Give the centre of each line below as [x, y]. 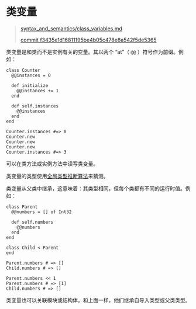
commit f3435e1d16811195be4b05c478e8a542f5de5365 [88, 40]
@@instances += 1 [38, 91]
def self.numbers [32, 222]
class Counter [23, 70]
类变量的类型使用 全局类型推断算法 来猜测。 [57, 176]
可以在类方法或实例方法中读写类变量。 [52, 164]
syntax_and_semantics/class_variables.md [71, 28]
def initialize [30, 85]
